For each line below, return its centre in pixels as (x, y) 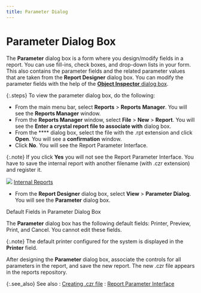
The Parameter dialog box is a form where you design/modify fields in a (95, 58)
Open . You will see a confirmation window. (68, 139)
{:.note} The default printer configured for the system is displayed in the (95, 241)
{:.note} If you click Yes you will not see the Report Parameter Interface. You (100, 157)
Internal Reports (33, 182)
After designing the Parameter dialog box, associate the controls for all (94, 259)
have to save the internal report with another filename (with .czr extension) (98, 163)
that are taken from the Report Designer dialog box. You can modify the (95, 77)
